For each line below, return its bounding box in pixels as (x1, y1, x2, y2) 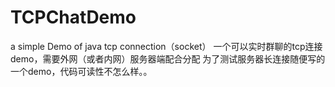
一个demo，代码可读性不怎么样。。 (10, 65, 153, 77)
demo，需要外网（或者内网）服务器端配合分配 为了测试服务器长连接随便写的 (10, 52, 326, 65)
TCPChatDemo (10, 6, 137, 29)
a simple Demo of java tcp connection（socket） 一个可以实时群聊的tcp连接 (10, 40, 323, 52)
